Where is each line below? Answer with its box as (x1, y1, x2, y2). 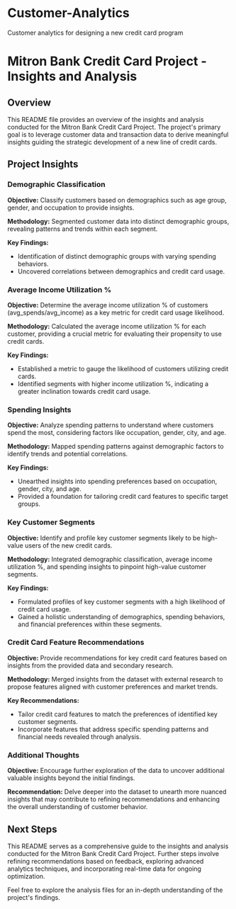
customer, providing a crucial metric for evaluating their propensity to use (7, 329, 222, 338)
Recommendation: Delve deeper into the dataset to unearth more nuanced (7, 788, 227, 796)
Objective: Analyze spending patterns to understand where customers (7, 421, 214, 429)
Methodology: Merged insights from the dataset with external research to (7, 674, 223, 683)
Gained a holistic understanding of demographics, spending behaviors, (17, 612, 225, 621)
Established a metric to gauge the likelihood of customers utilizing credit (17, 364, 229, 373)
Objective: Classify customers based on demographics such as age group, (7, 196, 227, 204)
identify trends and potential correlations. (7, 450, 128, 458)
